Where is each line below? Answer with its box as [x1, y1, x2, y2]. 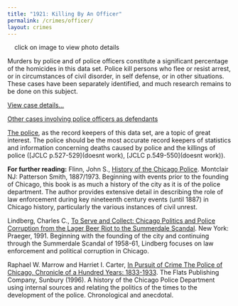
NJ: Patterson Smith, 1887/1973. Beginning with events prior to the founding [7, 172, 229, 181]
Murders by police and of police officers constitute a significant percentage [7, 57, 229, 65]
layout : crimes [7, 23, 53, 31]
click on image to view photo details [13, 43, 119, 52]
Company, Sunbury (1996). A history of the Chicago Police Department [7, 275, 215, 285]
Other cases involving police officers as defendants [7, 115, 158, 123]
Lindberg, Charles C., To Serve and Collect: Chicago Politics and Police [7, 216, 215, 225]
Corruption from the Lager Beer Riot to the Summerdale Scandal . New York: [7, 224, 229, 233]
